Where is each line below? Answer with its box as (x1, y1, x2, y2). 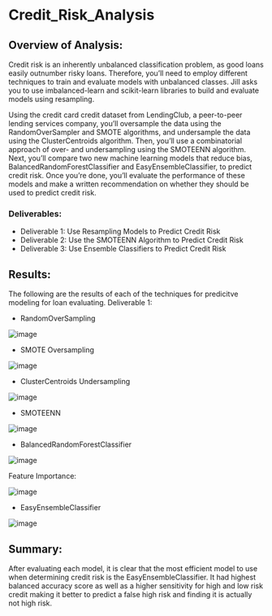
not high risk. (8, 598, 53, 608)
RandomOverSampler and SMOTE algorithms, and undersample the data (8, 128, 251, 137)
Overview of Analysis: (8, 38, 123, 52)
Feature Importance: (8, 471, 77, 481)
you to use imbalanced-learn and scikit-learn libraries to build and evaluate (8, 85, 260, 95)
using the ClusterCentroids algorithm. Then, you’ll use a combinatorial (8, 136, 242, 146)
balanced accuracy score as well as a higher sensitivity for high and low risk (8, 580, 264, 591)
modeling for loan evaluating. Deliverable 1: (8, 298, 153, 308)
